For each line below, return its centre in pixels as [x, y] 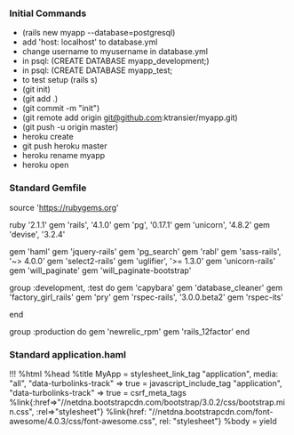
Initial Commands [48, 13]
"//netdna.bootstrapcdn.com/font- [211, 411]
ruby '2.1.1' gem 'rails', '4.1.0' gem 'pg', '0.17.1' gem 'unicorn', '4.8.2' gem [140, 224]
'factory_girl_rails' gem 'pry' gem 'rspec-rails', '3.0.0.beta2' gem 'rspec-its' [147, 297]
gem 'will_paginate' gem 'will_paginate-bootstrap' [100, 270]
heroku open [45, 165]
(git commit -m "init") [61, 109]
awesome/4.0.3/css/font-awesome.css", [83, 421]
